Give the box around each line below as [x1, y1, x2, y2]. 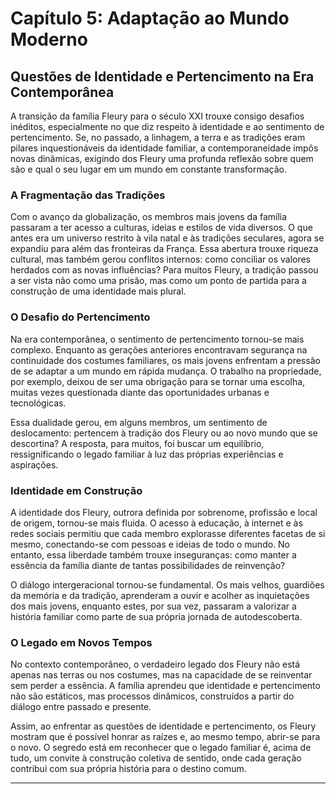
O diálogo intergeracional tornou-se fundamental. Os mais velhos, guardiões [10, 578, 325, 591]
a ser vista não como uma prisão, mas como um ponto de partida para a [10, 275, 307, 287]
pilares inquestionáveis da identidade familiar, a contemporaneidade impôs [10, 142, 319, 154]
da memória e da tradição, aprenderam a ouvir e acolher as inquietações [10, 589, 310, 601]
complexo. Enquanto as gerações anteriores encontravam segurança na [10, 343, 308, 356]
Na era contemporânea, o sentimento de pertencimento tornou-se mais [10, 333, 305, 345]
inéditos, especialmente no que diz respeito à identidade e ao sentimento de [10, 121, 325, 132]
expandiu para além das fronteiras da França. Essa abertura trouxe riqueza [10, 243, 319, 255]
